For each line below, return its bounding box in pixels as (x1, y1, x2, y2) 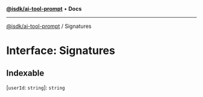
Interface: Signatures (6, 44, 115, 58)
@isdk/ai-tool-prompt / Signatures (6, 22, 92, 30)
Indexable (6, 68, 45, 78)
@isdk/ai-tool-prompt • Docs (6, 5, 82, 12)
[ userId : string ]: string (6, 84, 65, 91)
